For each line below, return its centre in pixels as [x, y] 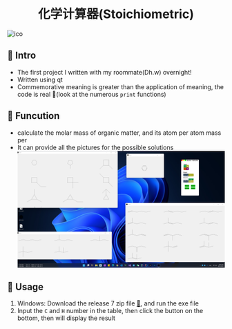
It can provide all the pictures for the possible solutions [95, 147]
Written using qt [40, 79]
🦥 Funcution [33, 116]
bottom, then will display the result [66, 318]
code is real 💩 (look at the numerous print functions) [92, 94]
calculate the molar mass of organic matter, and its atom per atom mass [119, 133]
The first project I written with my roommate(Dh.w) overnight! [104, 72]
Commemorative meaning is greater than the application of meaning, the [120, 86]
